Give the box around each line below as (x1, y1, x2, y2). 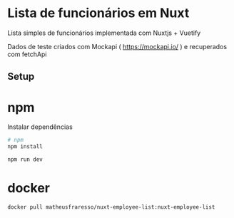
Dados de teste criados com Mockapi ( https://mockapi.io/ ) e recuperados (7, 42, 227, 51)
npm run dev (7, 156, 43, 163)
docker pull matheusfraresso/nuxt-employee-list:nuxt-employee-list (7, 203, 215, 211)
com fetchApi (7, 50, 47, 58)
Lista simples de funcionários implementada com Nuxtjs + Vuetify (7, 28, 201, 37)
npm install (7, 143, 43, 150)
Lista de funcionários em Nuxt (7, 5, 190, 21)
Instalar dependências (7, 123, 73, 131)
